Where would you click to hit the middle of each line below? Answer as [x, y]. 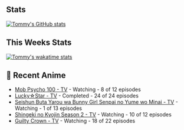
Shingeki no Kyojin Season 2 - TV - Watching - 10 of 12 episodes [93, 115]
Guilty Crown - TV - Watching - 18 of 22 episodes [75, 121]
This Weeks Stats [39, 43]
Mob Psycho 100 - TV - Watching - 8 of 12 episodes [78, 90]
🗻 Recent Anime [36, 75]
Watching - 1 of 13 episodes [48, 108]
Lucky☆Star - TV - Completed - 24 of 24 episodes [76, 96]
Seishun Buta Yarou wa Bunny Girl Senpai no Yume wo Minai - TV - [96, 102]
